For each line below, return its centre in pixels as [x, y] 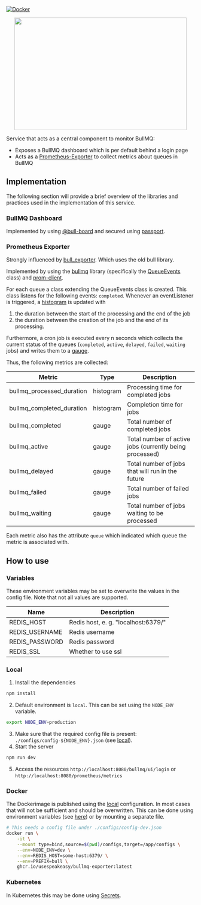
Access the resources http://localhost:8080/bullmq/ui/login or [95, 769]
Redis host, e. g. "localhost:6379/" [118, 623]
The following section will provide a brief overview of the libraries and [92, 196]
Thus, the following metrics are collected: [57, 362]
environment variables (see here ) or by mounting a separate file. [85, 817]
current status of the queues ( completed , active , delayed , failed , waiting [96, 344]
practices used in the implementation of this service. [71, 202]
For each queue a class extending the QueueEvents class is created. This [97, 289]
